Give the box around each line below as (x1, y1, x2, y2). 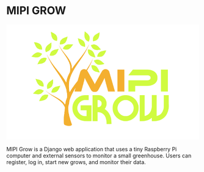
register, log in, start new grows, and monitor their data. (6, 159, 147, 166)
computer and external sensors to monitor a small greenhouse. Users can (6, 152, 192, 159)
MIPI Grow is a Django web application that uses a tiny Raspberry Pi (6, 146, 177, 153)
